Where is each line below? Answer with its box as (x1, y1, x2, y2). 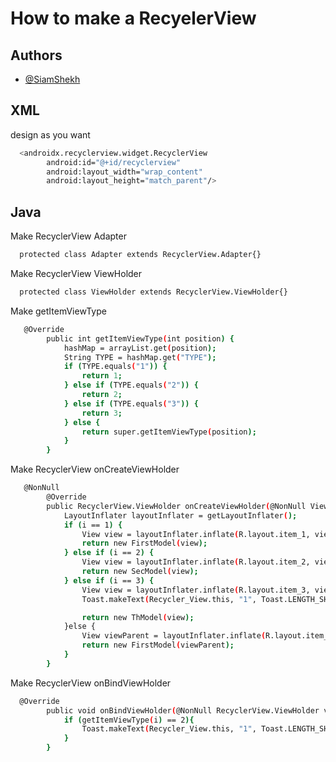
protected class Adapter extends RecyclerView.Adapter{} (19, 250, 262, 260)
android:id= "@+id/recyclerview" (46, 157, 182, 167)
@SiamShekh (24, 73, 81, 85)
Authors (10, 47, 63, 64)
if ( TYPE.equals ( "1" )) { (63, 362, 168, 372)
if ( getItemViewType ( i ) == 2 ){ (63, 715, 195, 725)
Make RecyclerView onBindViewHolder (10, 677, 172, 689)
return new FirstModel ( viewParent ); (81, 640, 235, 651)
